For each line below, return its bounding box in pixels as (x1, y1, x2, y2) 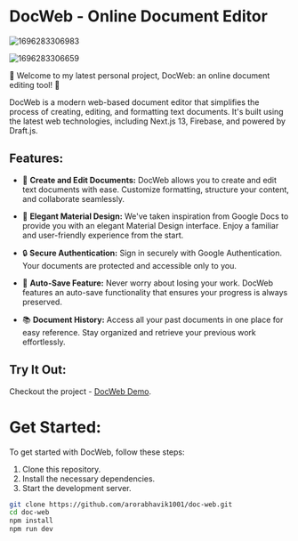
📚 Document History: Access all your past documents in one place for (21, 314, 284, 325)
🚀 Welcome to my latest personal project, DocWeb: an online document (9, 69, 270, 81)
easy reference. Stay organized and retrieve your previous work (21, 327, 256, 337)
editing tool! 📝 (9, 79, 60, 90)
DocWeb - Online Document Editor (9, 6, 269, 27)
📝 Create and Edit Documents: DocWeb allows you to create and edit (21, 174, 278, 185)
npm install (9, 516, 53, 526)
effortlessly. (21, 336, 66, 347)
